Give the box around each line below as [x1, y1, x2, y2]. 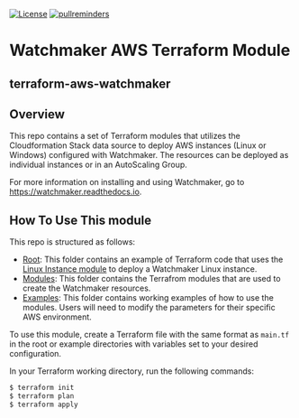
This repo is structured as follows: [9, 237, 136, 247]
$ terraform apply [9, 400, 78, 409]
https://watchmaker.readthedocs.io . [9, 186, 142, 198]
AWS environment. [22, 311, 92, 322]
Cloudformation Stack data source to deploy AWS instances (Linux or [9, 140, 267, 151]
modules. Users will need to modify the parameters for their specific [22, 302, 276, 313]
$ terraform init [9, 384, 75, 393]
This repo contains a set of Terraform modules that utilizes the [9, 131, 240, 142]
